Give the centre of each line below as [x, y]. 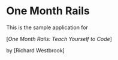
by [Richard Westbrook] [35, 50]
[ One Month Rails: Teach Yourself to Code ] [59, 39]
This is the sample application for [47, 27]
